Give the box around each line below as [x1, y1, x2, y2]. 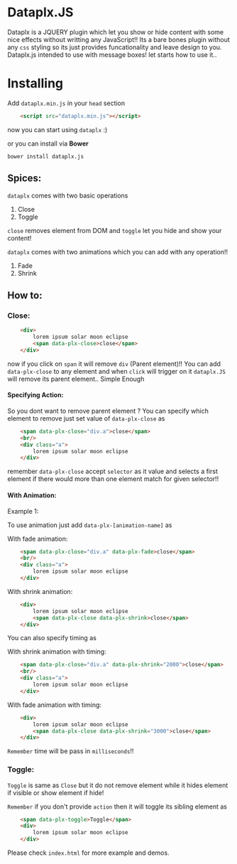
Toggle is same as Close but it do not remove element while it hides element [7, 781, 228, 789]
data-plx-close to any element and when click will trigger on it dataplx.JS [7, 367, 226, 375]
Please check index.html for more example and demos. [7, 848, 170, 857]
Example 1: [7, 507, 39, 515]
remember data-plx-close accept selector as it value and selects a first [7, 467, 218, 476]
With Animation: [7, 491, 57, 499]
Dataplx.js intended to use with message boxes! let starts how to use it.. [7, 50, 217, 59]
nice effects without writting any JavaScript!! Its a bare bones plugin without [7, 35, 231, 43]
